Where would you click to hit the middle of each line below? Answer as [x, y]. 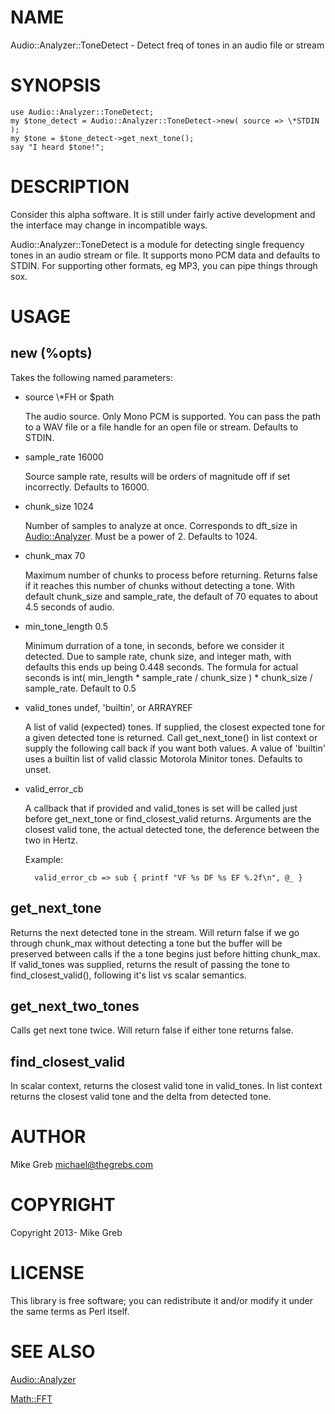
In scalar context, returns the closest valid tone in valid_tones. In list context [166, 1086]
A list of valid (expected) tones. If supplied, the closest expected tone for [174, 727]
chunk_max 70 [55, 555]
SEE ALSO [53, 1352]
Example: [44, 859]
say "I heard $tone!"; [57, 147]
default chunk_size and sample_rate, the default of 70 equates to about [171, 596]
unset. [38, 769]
